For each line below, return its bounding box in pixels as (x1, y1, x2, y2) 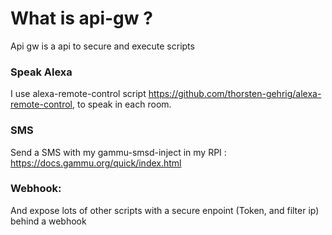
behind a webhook (10, 215, 87, 227)
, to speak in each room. (71, 98, 172, 111)
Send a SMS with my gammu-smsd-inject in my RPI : (10, 146, 227, 158)
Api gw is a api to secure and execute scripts (10, 40, 195, 52)
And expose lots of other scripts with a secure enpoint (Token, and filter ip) (10, 204, 320, 216)
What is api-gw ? (10, 7, 153, 30)
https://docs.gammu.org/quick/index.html (10, 157, 182, 169)
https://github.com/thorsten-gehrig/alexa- (148, 88, 322, 100)
